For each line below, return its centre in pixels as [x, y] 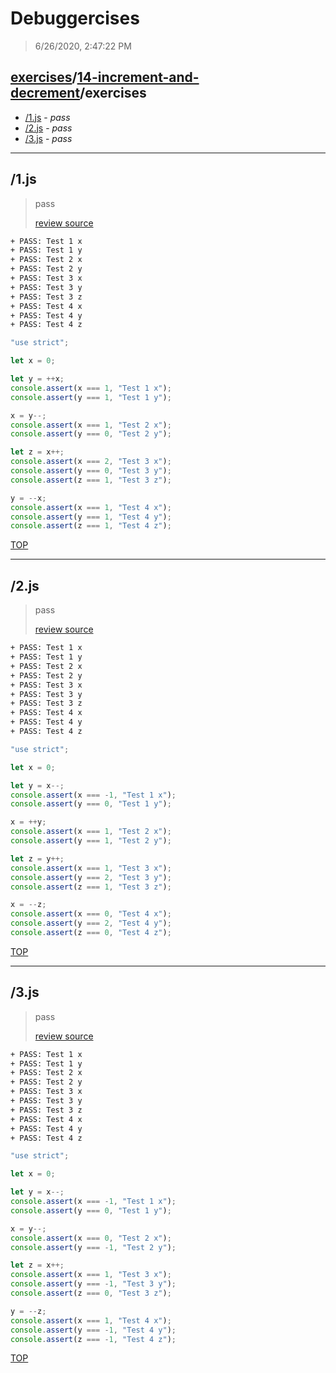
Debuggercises [75, 18]
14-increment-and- [138, 77]
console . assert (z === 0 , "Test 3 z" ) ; [91, 1293]
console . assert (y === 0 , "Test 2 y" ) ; [91, 434]
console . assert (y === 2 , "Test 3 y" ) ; [91, 877]
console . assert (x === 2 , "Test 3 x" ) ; [91, 462]
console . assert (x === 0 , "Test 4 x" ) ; [91, 914]
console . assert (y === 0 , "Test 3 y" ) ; [91, 471]
